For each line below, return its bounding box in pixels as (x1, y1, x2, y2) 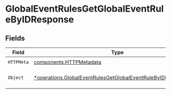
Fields (5, 34, 25, 42)
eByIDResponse (5, 14, 74, 25)
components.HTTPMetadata (34, 59, 102, 66)
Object (8, 75, 24, 80)
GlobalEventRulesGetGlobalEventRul (5, 3, 164, 15)
